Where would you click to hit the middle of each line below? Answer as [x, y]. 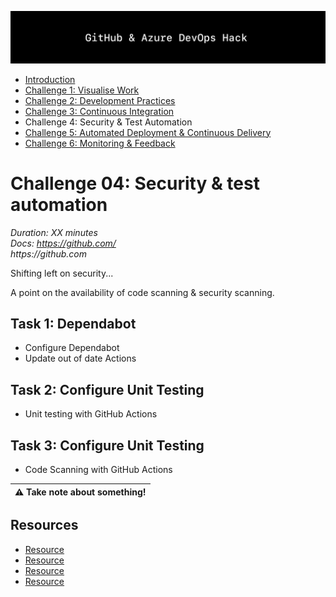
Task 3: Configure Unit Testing [107, 445]
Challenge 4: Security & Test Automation [108, 122]
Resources [44, 525]
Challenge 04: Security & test [135, 183]
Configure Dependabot [72, 348]
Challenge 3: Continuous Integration [99, 111]
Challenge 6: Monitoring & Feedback [100, 143]
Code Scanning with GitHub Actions [98, 470]
